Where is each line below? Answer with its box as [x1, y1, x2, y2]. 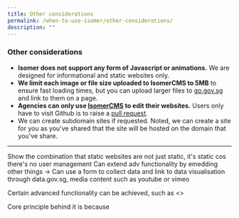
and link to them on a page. [17, 93, 98, 102]
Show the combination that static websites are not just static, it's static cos [7, 152, 226, 160]
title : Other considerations [7, 10, 94, 18]
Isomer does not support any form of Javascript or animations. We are [17, 63, 230, 72]
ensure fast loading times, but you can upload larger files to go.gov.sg [17, 86, 223, 95]
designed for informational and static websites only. [17, 71, 169, 79]
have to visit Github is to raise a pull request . [17, 108, 148, 118]
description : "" [7, 24, 55, 31]
